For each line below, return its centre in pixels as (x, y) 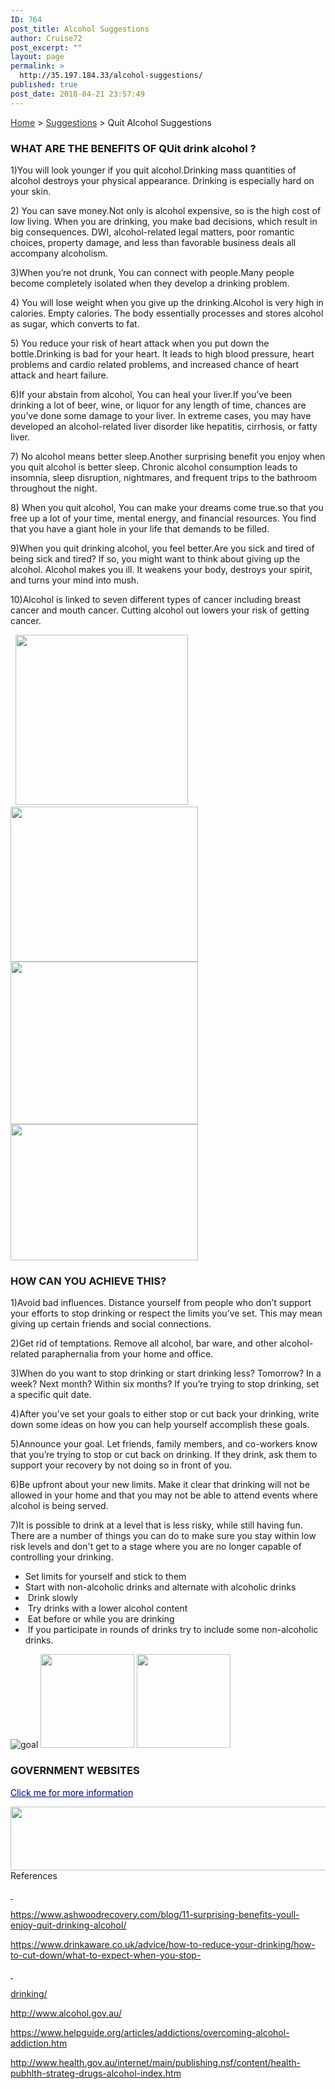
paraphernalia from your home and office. (127, 1354)
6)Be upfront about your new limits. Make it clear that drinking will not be (160, 1485)
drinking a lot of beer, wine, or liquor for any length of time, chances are (158, 405)
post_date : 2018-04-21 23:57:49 (77, 94)
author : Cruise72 (46, 38)
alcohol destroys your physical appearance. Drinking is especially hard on (162, 180)
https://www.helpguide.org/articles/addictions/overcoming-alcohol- (150, 2032)
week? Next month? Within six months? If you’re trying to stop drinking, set (165, 1384)
